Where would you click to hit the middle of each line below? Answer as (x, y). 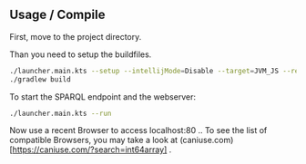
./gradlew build (40, 79)
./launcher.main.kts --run (61, 113)
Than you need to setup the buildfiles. (81, 54)
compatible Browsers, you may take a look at (94, 140)
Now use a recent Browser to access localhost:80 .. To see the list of (138, 130)
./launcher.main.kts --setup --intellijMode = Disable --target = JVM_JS (144, 71)
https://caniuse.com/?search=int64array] (90, 150)
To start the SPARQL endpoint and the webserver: (103, 96)
